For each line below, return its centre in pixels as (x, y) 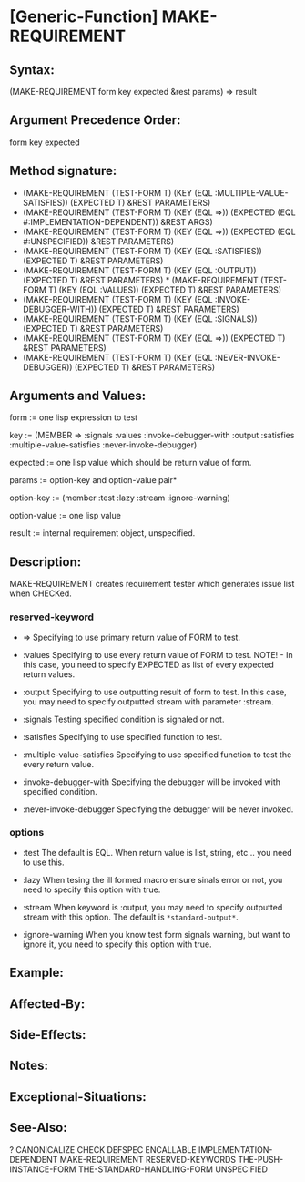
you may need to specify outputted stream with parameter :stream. (148, 701)
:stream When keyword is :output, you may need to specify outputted (152, 907)
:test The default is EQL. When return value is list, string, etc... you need (158, 852)
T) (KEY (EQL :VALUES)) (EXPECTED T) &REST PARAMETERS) (165, 290)
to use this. (44, 862)
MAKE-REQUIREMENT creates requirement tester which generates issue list (152, 584)
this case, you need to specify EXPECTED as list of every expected (148, 664)
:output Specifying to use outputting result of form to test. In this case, (154, 692)
